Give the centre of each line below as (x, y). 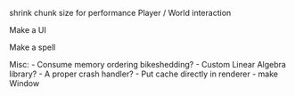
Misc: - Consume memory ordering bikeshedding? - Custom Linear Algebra (148, 64)
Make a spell (33, 47)
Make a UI (28, 30)
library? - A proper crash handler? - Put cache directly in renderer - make (144, 74)
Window (25, 83)
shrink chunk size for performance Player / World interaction (120, 13)
